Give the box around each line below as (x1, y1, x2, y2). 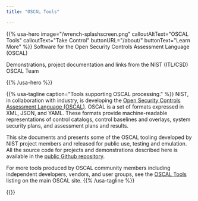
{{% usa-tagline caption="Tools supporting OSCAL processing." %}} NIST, (6, 90, 189, 97)
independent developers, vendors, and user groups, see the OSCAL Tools (6, 171, 187, 178)
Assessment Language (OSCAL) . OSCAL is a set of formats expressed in (6, 103, 184, 110)
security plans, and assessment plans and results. (6, 122, 129, 129)
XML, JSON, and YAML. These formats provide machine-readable (6, 109, 168, 116)
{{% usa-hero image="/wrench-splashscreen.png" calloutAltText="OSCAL (6, 30, 189, 38)
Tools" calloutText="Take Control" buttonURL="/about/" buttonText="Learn (6, 36, 191, 44)
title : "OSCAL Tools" (6, 8, 60, 15)
